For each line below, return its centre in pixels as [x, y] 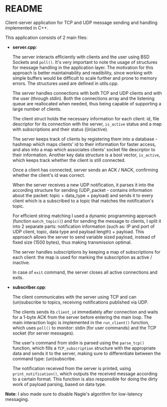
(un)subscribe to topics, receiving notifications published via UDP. [80, 302]
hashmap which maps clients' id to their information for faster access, [84, 144]
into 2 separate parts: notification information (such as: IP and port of [83, 226]
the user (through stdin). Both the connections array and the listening [83, 98]
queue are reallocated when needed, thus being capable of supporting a [87, 103]
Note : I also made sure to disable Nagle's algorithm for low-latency [74, 394]
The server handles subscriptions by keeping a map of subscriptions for [86, 252]
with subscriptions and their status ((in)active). [60, 129]
